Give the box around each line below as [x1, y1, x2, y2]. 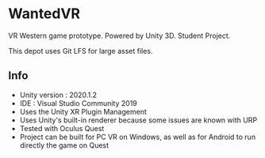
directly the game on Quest [19, 140, 109, 150]
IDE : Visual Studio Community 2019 [19, 98, 137, 107]
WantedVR [8, 5, 81, 23]
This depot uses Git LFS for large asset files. [8, 46, 153, 55]
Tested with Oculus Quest [19, 123, 105, 133]
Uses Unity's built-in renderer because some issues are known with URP [19, 115, 258, 125]
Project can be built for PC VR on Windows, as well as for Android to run [19, 132, 256, 141]
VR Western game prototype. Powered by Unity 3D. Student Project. [8, 31, 231, 40]
